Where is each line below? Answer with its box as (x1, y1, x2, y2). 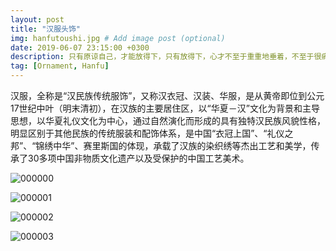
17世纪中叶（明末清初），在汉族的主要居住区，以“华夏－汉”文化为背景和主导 (10, 102, 320, 114)
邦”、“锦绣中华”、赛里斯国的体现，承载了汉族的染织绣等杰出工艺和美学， (10, 140, 312, 151)
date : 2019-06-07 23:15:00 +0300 (10, 42, 150, 53)
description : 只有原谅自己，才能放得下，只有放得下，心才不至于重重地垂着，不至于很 (10, 52, 322, 62)
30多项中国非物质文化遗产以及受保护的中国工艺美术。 (27, 152, 250, 164)
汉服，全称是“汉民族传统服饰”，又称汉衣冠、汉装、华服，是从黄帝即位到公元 (10, 90, 325, 101)
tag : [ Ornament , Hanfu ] (10, 61, 110, 71)
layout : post (10, 14, 65, 25)
